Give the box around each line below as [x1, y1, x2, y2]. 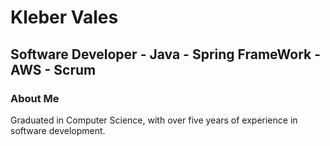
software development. [10, 124, 106, 136]
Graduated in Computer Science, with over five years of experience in [10, 114, 298, 126]
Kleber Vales [10, 6, 119, 29]
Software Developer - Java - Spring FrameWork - [10, 46, 322, 63]
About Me [10, 91, 60, 105]
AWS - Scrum [10, 61, 97, 78]
